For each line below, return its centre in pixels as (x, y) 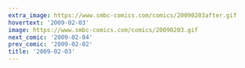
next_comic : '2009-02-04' (50, 37)
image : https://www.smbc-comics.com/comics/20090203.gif (103, 30)
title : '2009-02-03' (42, 52)
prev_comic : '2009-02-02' (50, 45)
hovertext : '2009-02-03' (49, 23)
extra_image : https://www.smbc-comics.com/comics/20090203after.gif (122, 15)
